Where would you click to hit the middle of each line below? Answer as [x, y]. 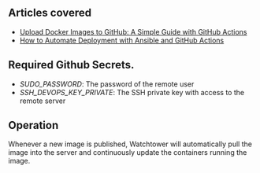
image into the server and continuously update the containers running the [128, 153]
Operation [33, 125]
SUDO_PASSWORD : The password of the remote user [107, 84]
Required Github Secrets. [71, 65]
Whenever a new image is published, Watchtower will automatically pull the [130, 144]
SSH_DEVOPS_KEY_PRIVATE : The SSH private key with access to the [132, 92]
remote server [43, 101]
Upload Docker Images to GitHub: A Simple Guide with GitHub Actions [133, 31]
